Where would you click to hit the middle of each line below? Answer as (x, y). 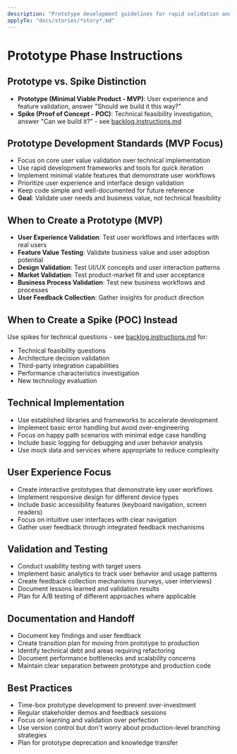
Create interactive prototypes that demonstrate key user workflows (115, 489)
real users (32, 245)
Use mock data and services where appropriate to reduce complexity (118, 450)
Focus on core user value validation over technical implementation (114, 161)
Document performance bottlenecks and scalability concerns (107, 658)
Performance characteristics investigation (78, 373)
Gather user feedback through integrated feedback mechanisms (111, 527)
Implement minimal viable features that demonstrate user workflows (116, 176)
